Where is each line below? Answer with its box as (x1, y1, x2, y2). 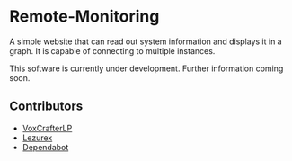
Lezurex (22, 132, 53, 143)
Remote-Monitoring (9, 6, 160, 27)
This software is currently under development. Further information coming (9, 63, 284, 74)
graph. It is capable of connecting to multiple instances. (9, 45, 216, 56)
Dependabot (22, 141, 69, 152)
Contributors (9, 99, 84, 114)
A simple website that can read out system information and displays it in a (9, 36, 282, 47)
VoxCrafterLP (22, 122, 73, 133)
